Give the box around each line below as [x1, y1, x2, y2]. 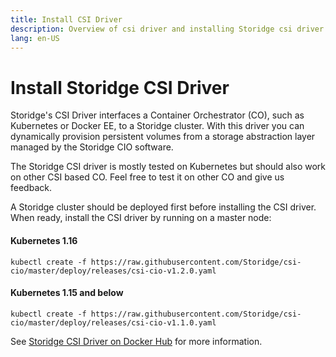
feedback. [10, 182, 52, 194]
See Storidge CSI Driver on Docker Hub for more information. [10, 335, 263, 347]
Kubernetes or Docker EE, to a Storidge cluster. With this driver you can [10, 120, 305, 132]
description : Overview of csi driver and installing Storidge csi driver [10, 24, 325, 34]
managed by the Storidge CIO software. [10, 141, 174, 153]
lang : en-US [10, 33, 60, 43]
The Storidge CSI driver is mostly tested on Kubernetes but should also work [10, 161, 327, 173]
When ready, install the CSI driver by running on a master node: [10, 212, 272, 224]
